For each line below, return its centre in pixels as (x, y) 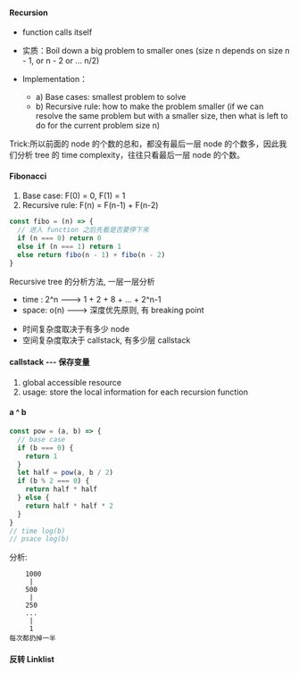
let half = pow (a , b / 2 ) (66, 473)
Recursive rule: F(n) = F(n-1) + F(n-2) (90, 205)
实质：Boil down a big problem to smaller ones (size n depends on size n (156, 51)
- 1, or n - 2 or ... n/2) (61, 61)
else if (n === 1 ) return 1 (70, 247)
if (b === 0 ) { (46, 448)
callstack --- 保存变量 (50, 362)
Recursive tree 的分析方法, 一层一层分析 (82, 281)
